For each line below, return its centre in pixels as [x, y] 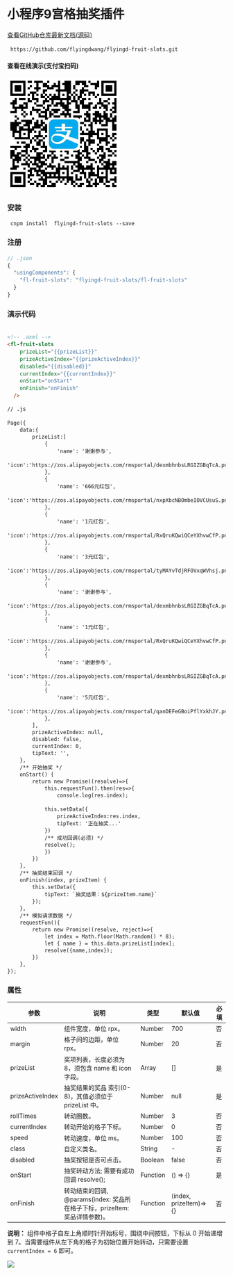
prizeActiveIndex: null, [68, 733]
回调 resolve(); [85, 1180]
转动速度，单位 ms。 [94, 1138]
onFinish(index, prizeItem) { [63, 880]
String [149, 1148]
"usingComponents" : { [45, 273]
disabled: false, [57, 740]
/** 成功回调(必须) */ [74, 838]
